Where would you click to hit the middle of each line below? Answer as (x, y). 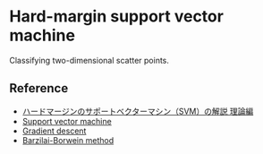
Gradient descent (54, 131)
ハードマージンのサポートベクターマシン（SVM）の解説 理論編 (138, 111)
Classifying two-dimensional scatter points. (89, 60)
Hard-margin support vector (116, 17)
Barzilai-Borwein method (68, 140)
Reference (39, 88)
